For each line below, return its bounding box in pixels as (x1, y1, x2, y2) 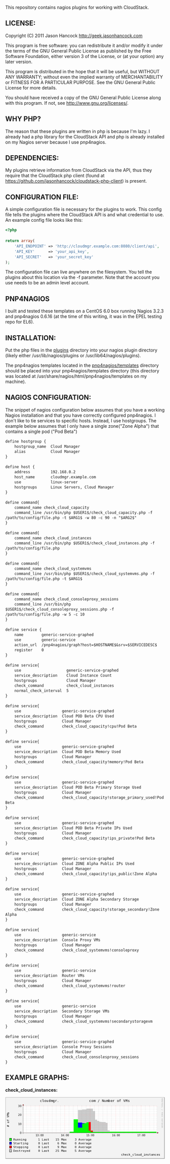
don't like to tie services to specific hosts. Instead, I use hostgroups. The (5, 417, 157, 424)
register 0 (14, 647, 44, 653)
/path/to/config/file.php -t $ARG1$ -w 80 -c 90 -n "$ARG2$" (5, 515, 137, 520)
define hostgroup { (5, 439, 47, 444)
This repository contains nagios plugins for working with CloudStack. (5, 5, 149, 10)
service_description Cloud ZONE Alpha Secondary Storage (14, 896, 139, 902)
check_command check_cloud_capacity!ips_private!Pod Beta (14, 835, 155, 841)
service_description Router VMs (14, 973, 85, 978)
